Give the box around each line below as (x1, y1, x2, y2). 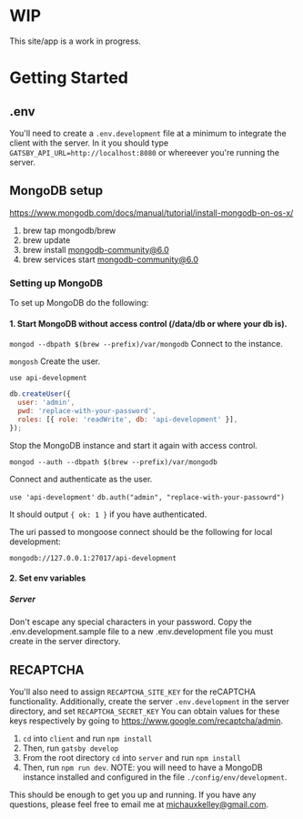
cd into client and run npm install (22, 733, 153, 743)
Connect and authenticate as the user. (9, 473, 153, 484)
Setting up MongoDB (9, 277, 103, 289)
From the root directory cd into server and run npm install (22, 753, 241, 763)
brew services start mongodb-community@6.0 (22, 254, 198, 265)
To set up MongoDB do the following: (9, 298, 149, 308)
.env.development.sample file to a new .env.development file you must (9, 626, 274, 637)
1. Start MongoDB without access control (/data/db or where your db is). (9, 318, 288, 329)
